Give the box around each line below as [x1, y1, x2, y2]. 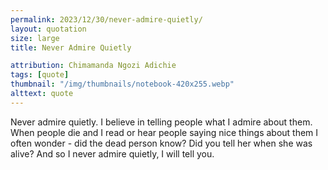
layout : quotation [10, 24, 87, 34]
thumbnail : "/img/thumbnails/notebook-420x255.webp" [10, 79, 235, 90]
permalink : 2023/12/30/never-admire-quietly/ [10, 14, 203, 25]
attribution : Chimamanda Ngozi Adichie [10, 61, 177, 71]
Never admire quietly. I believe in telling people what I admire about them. [10, 116, 313, 128]
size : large [10, 33, 60, 43]
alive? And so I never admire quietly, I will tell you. [10, 147, 215, 160]
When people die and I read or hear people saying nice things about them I [10, 126, 319, 138]
